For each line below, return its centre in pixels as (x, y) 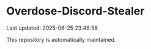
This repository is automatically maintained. (61, 39)
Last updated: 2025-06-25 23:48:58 (52, 28)
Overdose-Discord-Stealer (75, 11)
